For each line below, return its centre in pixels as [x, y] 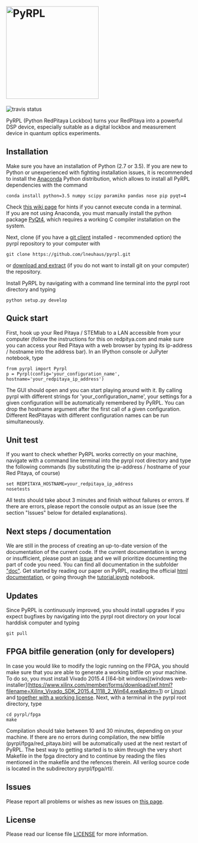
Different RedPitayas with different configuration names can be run [87, 415]
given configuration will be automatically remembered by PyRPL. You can [95, 402]
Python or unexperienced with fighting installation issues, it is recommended [99, 172]
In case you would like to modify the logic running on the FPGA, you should [98, 666]
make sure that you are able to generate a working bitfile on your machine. [97, 672]
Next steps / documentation [59, 531]
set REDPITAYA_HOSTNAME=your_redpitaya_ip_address [70, 484]
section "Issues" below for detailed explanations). [66, 513]
